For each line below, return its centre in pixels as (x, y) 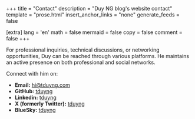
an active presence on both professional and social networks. (81, 62)
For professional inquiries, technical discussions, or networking (83, 50)
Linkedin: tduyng (36, 97)
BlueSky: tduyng (35, 110)
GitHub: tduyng (34, 91)
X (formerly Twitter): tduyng (50, 104)
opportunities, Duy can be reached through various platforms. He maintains (98, 56)
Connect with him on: (32, 74)
